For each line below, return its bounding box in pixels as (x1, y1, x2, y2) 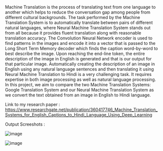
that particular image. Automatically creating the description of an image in (5, 61, 155, 67)
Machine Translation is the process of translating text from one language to (5, 4, 156, 10)
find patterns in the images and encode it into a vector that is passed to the (5, 40, 156, 46)
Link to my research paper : (5, 102, 60, 107)
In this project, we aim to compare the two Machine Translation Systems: (5, 82, 151, 87)
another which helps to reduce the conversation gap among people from (5, 9, 151, 15)
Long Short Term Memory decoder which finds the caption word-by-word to (5, 46, 158, 51)
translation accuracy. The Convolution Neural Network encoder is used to (5, 35, 153, 41)
